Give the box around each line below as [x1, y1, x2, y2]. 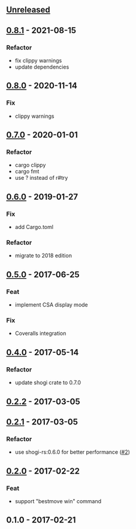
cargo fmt [14, 168, 40, 175]
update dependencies [14, 63, 69, 71]
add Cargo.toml [14, 224, 54, 231]
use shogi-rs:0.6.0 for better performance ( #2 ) [14, 448, 131, 456]
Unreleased [6, 5, 51, 15]
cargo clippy [14, 162, 46, 169]
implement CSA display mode [14, 301, 88, 308]
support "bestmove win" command [14, 497, 102, 504]
